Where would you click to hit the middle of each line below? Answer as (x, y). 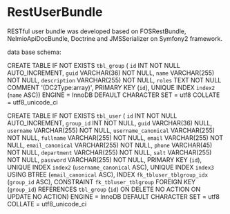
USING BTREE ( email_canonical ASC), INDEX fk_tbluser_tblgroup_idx (108, 175)
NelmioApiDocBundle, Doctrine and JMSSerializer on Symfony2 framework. (115, 38)
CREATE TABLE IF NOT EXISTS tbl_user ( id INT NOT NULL (92, 116)
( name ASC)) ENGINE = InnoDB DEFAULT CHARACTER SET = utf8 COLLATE (114, 95)
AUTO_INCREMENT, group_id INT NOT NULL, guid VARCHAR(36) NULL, (110, 123)
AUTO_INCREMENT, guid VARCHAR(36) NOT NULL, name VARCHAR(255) (111, 73)
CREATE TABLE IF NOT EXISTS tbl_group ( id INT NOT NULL (94, 65)
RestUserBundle (55, 12)
